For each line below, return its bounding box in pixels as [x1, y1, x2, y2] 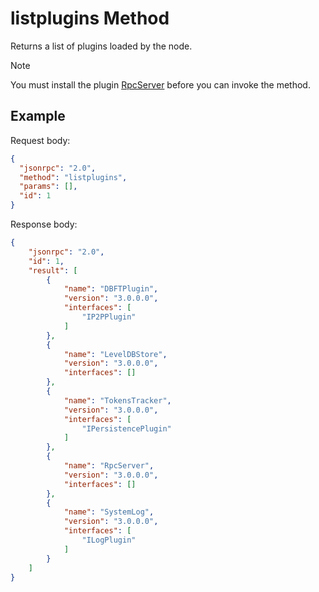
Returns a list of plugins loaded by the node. [10, 40, 193, 52]
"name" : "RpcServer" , [63, 461, 155, 471]
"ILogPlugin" [81, 535, 137, 545]
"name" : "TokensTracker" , [63, 395, 172, 406]
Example [10, 108, 66, 125]
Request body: [10, 134, 71, 146]
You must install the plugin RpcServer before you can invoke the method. [10, 78, 311, 91]
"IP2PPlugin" [81, 312, 137, 322]
